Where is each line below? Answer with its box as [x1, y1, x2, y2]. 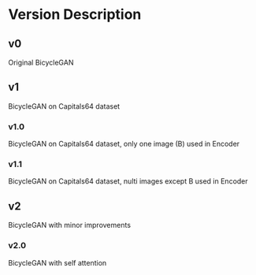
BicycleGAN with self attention [8, 258, 107, 267]
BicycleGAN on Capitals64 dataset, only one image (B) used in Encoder [8, 139, 240, 149]
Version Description [8, 6, 142, 24]
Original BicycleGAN [8, 58, 74, 67]
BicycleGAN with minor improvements [8, 221, 132, 230]
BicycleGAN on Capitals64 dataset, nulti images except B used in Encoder [8, 177, 248, 186]
